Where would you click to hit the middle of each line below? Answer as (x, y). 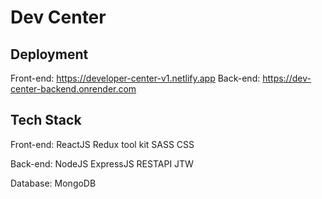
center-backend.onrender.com (73, 89)
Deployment (49, 54)
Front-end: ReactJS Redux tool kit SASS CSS (102, 144)
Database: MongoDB (53, 183)
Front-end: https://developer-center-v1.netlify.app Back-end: (135, 78)
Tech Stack (46, 120)
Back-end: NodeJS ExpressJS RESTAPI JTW (102, 163)
